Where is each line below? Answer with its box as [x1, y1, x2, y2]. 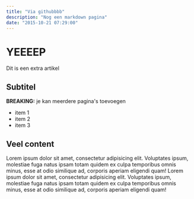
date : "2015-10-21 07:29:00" [6, 20, 78, 25]
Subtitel [6, 82, 36, 92]
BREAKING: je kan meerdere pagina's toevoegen [6, 98, 126, 105]
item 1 [14, 109, 30, 116]
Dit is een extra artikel [6, 65, 59, 72]
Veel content [6, 139, 55, 149]
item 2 [14, 115, 31, 123]
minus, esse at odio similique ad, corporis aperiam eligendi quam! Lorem [6, 167, 184, 174]
